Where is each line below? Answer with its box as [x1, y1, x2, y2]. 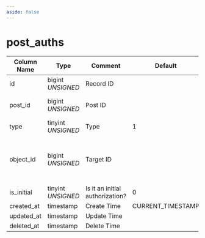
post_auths [6, 35, 65, 49]
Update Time [85, 212, 123, 220]
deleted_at [9, 221, 40, 230]
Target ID [85, 155, 112, 163]
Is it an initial [85, 184, 121, 193]
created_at [9, 201, 40, 210]
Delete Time [85, 221, 120, 230]
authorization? [85, 192, 127, 200]
